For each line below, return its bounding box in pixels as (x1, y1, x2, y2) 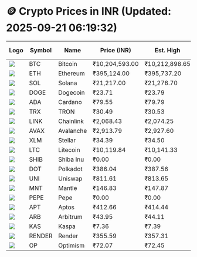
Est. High (154, 46, 181, 54)
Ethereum (58, 69, 85, 77)
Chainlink (58, 117, 84, 125)
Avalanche (58, 126, 87, 135)
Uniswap (58, 174, 83, 182)
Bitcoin (58, 59, 77, 68)
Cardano (58, 98, 82, 106)
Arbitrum (58, 212, 83, 221)
